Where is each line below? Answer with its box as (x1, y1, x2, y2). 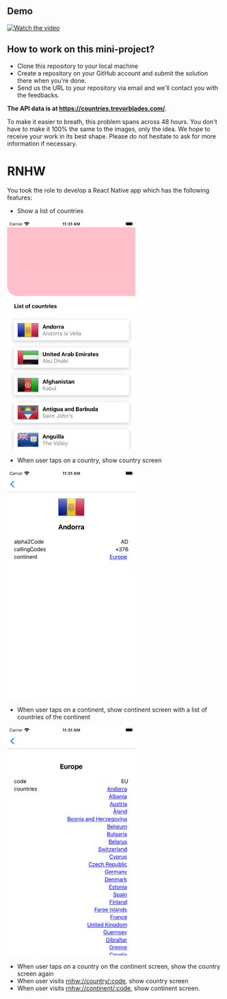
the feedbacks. (16, 91, 60, 99)
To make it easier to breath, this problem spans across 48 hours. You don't (7, 117, 217, 125)
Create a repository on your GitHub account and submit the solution (16, 69, 209, 77)
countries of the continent (16, 713, 90, 721)
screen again (16, 970, 54, 978)
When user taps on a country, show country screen (16, 456, 162, 464)
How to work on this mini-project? (7, 44, 155, 56)
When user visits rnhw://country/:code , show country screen (16, 977, 189, 985)
